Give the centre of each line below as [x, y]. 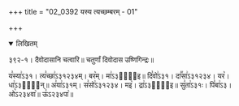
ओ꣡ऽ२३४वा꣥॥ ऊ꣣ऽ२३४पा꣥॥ [41, 94]
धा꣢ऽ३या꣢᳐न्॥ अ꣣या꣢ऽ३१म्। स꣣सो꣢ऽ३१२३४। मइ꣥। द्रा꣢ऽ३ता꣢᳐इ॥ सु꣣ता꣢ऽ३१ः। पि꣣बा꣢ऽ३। [120, 85]
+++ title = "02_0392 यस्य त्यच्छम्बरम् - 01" [73, 12]
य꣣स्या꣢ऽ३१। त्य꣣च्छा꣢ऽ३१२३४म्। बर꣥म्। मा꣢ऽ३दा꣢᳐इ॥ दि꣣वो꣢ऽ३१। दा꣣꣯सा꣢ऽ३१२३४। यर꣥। [119, 76]
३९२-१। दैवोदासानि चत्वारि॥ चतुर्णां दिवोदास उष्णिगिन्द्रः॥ [81, 59]
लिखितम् [27, 43]
